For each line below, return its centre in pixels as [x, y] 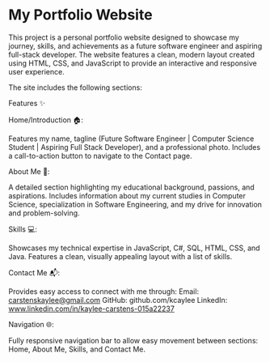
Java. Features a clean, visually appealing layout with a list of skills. [120, 256]
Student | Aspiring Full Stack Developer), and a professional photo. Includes [135, 147]
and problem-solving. [44, 213]
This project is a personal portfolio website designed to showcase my [124, 37]
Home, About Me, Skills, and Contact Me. [77, 349]
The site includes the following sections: [76, 87]
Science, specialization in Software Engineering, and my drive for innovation [135, 204]
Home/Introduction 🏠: [46, 120]
